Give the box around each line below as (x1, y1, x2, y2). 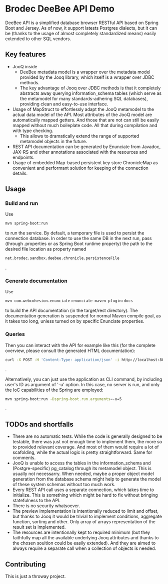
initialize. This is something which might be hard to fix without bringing (12, 492, 158, 498)
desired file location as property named (5, 246, 86, 252)
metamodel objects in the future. (19, 138, 87, 144)
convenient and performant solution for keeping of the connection (12, 165, 149, 171)
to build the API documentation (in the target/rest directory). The (5, 307, 138, 314)
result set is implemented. (12, 524, 66, 530)
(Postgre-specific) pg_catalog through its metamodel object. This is (12, 465, 151, 472)
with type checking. (12, 128, 53, 134)
